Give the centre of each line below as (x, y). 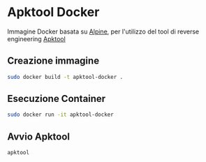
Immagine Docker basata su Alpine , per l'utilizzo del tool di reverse (103, 31)
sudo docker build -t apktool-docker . (65, 77)
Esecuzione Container (57, 99)
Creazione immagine (53, 61)
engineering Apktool (37, 38)
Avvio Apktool (39, 137)
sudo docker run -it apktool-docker (60, 115)
